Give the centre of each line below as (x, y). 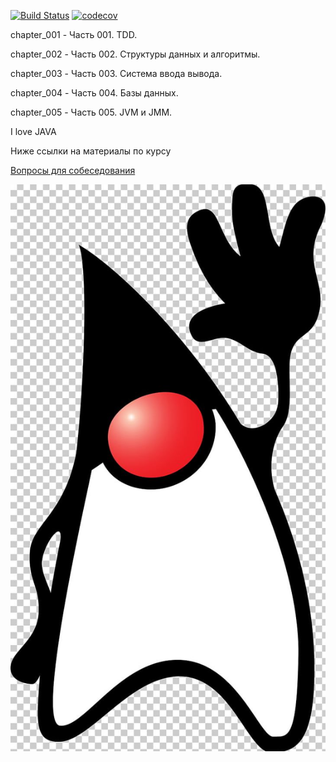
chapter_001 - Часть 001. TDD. (74, 34)
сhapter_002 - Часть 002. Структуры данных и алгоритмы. (135, 54)
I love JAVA (33, 131)
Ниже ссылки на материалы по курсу (91, 151)
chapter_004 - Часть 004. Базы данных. (94, 93)
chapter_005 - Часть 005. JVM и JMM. (91, 112)
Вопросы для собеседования (73, 170)
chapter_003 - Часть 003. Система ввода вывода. (116, 73)
